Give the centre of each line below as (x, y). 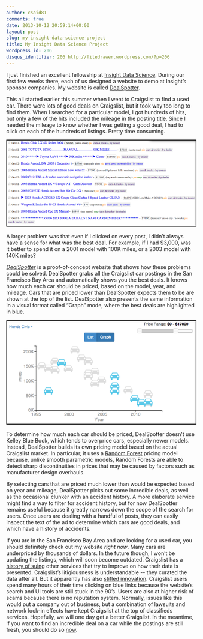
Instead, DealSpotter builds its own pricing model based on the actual (92, 447)
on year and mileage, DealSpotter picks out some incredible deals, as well (97, 491)
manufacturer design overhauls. (46, 473)
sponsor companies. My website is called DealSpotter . (73, 88)
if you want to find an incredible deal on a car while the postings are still (95, 623)
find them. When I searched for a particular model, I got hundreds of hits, (96, 112)
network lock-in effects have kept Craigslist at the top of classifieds (90, 611)
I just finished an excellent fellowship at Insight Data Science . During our (95, 74)
